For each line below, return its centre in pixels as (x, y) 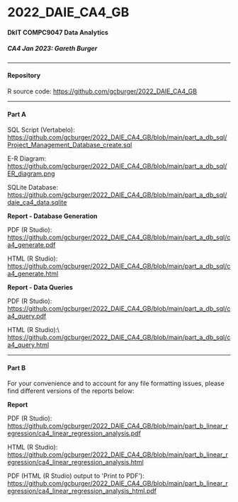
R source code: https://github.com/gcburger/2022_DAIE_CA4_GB (102, 91)
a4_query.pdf (27, 316)
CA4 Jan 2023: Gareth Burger (52, 49)
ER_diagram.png (31, 173)
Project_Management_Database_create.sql (70, 145)
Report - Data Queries (40, 287)
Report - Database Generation (52, 216)
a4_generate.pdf (32, 245)
